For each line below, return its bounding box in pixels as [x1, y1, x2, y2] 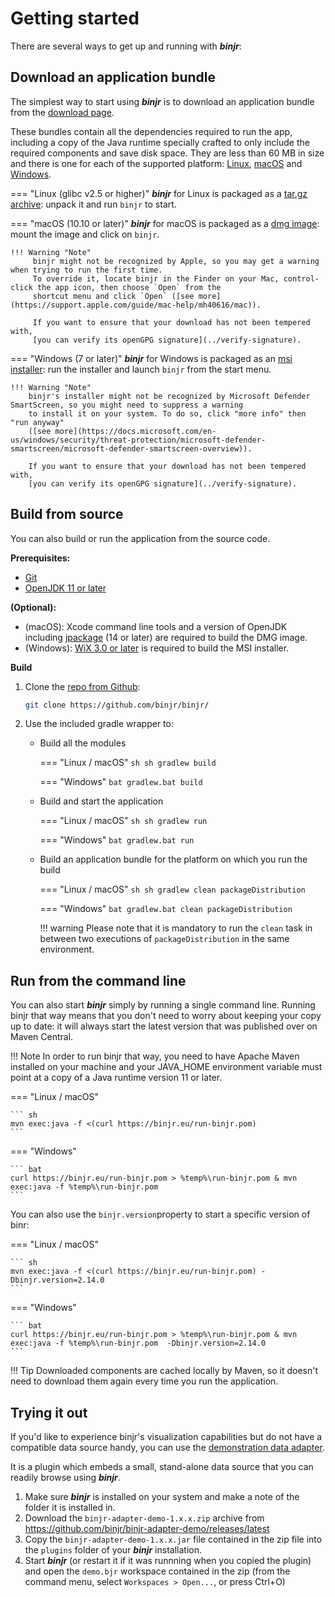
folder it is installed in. [24, 1502, 116, 1514]
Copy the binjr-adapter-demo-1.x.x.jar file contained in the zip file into [24, 1533, 323, 1546]
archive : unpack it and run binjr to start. [10, 198, 177, 210]
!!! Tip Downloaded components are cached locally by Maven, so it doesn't [10, 1365, 319, 1377]
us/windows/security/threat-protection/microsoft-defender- [10, 435, 267, 445]
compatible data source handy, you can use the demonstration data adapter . [10, 1442, 325, 1454]
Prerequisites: [10, 552, 71, 564]
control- [283, 273, 320, 284]
